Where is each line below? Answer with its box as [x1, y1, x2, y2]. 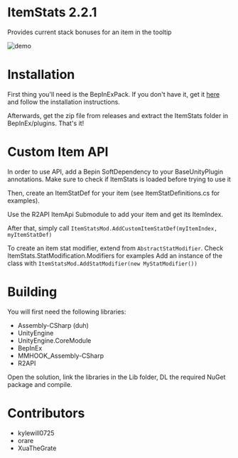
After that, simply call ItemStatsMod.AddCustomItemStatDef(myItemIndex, [7, 223, 218, 232]
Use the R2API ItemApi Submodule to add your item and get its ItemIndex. [7, 210, 224, 218]
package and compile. [7, 380, 72, 388]
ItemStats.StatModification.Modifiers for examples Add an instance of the [7, 251, 222, 260]
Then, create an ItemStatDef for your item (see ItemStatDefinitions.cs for [7, 188, 220, 197]
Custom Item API [7, 144, 109, 160]
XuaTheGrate [17, 444, 57, 452]
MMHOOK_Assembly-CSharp [17, 351, 104, 360]
